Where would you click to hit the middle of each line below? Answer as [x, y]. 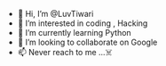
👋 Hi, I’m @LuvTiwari [55, 14]
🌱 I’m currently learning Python [74, 33]
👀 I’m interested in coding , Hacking [83, 23]
